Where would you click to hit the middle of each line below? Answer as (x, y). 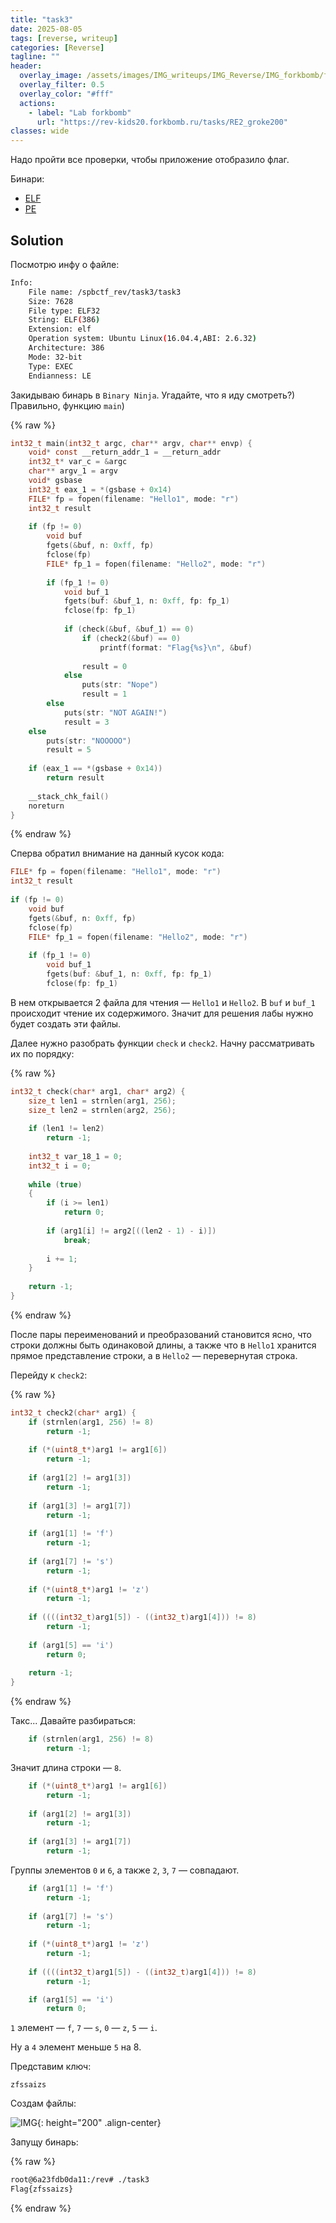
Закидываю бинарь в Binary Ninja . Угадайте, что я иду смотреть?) (153, 395)
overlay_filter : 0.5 (62, 85)
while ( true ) (55, 1184)
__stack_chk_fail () (69, 796)
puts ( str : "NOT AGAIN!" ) (115, 712)
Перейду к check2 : (49, 1375)
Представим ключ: (51, 2067)
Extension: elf (60, 329)
